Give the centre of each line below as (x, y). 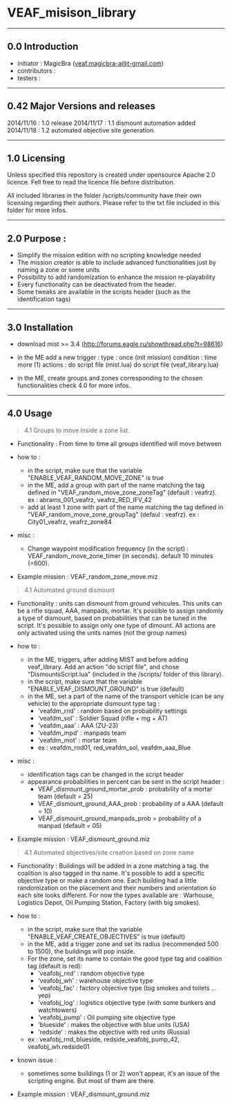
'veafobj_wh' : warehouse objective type (95, 980)
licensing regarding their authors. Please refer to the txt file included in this (113, 203)
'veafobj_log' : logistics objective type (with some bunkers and (127, 1002)
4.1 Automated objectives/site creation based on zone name (109, 852)
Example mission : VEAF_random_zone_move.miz (87, 576)
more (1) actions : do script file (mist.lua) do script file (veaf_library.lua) (118, 365)
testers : (29, 78)
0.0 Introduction (43, 47)
